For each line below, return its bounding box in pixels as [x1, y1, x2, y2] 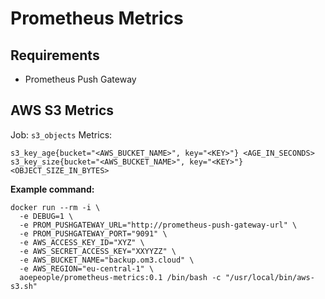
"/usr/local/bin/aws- [224, 272, 315, 282]
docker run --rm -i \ [10, 202, 101, 212]
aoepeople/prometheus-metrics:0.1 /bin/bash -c [19, 272, 222, 282]
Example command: [10, 183, 95, 195]
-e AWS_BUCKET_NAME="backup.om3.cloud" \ [19, 255, 195, 265]
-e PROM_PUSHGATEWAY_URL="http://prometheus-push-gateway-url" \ [19, 220, 298, 230]
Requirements [10, 47, 100, 64]
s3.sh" [10, 281, 38, 291]
